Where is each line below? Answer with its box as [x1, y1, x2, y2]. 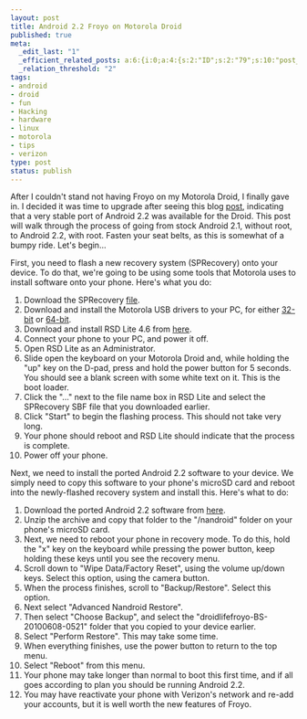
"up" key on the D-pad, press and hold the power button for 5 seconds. [23, 363, 292, 374]
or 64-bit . [36, 314, 72, 325]
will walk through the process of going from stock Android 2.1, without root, [10, 220, 292, 231]
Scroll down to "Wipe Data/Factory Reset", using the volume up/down [23, 563, 285, 574]
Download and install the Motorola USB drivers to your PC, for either [23, 304, 281, 315]
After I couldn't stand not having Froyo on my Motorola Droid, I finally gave [10, 191, 290, 202]
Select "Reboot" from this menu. [23, 660, 146, 671]
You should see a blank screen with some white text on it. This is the [23, 372, 281, 384]
